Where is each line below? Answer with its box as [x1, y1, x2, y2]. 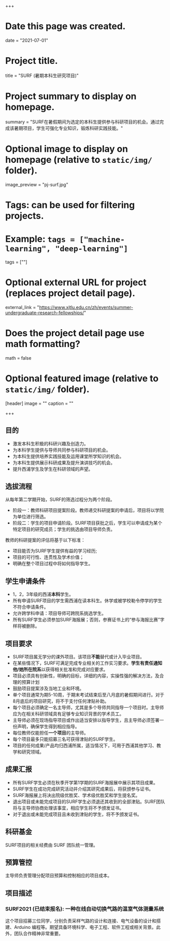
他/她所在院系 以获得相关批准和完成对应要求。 [12, 666, 108, 672]
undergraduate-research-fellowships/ [5, 309, 84, 316]
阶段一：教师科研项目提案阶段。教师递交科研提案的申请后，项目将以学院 [12, 507, 164, 513]
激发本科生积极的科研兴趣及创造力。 [12, 440, 89, 446]
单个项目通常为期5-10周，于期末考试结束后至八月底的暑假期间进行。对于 [12, 691, 165, 698]
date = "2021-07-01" [5, 37, 48, 43]
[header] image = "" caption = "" [5, 400, 74, 406]
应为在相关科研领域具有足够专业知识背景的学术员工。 [12, 711, 124, 717]
